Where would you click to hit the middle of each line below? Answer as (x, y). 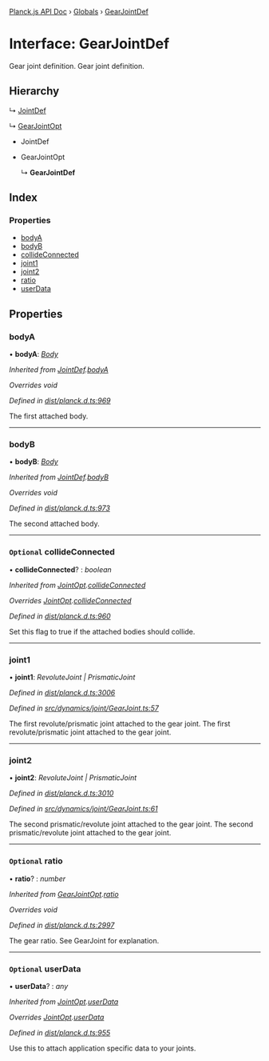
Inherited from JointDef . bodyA (59, 370)
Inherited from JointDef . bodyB (59, 477)
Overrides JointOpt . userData (57, 1017)
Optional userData (45, 969)
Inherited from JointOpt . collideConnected (77, 585)
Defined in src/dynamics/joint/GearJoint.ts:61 (83, 809)
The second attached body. (54, 524)
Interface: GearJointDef (89, 44)
